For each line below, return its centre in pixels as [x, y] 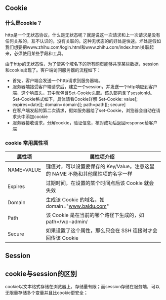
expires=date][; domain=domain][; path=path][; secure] [69, 104]
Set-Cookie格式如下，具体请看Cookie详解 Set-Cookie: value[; [75, 99]
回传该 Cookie [62, 238]
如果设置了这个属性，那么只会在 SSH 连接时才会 [102, 230]
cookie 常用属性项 [27, 143]
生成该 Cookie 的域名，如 [75, 199]
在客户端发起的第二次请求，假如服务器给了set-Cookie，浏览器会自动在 [84, 110]
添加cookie [37, 116]
